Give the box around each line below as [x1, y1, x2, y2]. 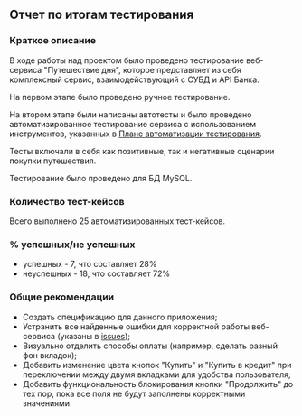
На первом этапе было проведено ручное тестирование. [9, 91, 231, 102]
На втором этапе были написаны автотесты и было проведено [9, 108, 252, 120]
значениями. [22, 397, 72, 409]
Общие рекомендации [9, 291, 115, 303]
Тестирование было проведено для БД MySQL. [9, 172, 193, 183]
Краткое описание [9, 34, 97, 47]
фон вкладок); [22, 349, 78, 360]
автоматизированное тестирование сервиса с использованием [9, 118, 256, 129]
